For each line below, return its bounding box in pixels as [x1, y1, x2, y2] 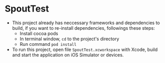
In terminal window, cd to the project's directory [19, 36, 120, 42]
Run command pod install [19, 41, 77, 47]
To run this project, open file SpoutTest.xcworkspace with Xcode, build [12, 46, 158, 52]
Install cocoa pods [19, 30, 58, 36]
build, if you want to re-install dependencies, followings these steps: [12, 25, 155, 31]
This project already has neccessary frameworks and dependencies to [12, 20, 160, 26]
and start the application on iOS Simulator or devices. [12, 51, 124, 58]
